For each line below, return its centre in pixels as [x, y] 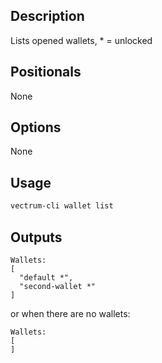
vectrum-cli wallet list [62, 206]
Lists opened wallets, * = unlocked [81, 40]
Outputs [36, 237]
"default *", [46, 277]
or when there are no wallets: [70, 313]
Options [36, 127]
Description [47, 16]
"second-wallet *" [58, 286]
